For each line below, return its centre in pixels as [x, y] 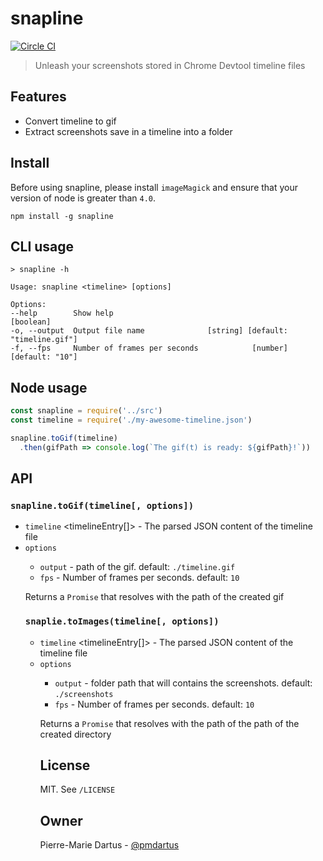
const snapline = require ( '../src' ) [86, 411]
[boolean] [31, 322]
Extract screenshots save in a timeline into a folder [128, 131]
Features [38, 97]
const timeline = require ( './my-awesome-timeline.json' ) [131, 420]
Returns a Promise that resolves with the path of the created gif [154, 597]
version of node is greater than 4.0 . [83, 198]
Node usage [49, 387]
